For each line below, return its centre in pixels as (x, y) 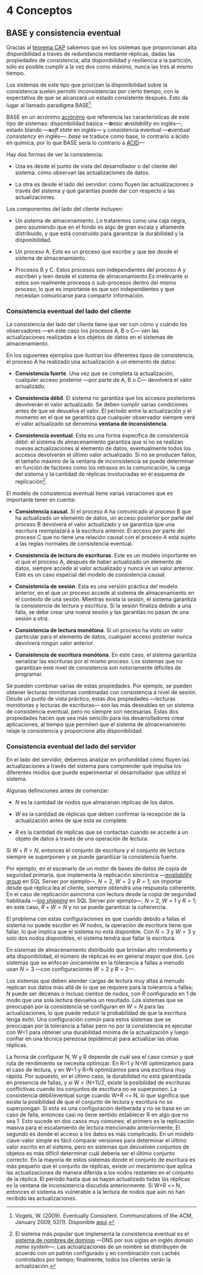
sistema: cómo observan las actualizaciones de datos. (82, 172)
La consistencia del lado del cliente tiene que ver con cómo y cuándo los (97, 324)
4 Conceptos (39, 11)
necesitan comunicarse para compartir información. (80, 295)
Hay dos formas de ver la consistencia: (55, 154)
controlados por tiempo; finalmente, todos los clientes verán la (93, 1259)
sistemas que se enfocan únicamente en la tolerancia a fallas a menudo (95, 962)
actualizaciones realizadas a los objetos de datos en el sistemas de (90, 337)
